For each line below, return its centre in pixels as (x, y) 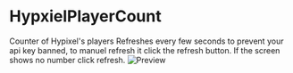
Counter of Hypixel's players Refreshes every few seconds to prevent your (146, 41)
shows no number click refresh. (67, 60)
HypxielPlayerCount (86, 16)
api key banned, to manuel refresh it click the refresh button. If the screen (145, 50)
